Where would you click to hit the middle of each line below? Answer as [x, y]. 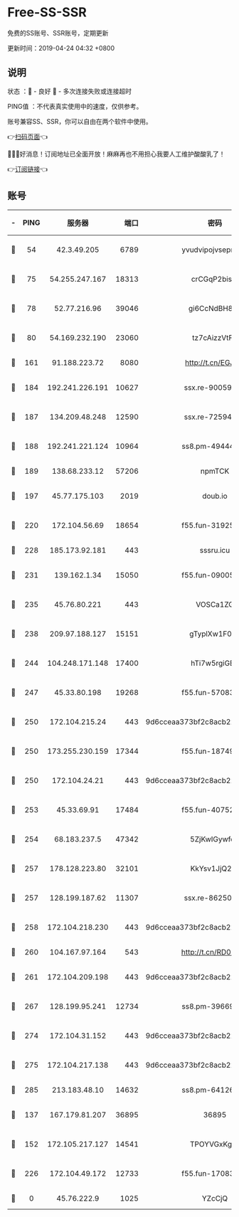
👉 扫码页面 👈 [28, 137]
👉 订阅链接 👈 [28, 169]
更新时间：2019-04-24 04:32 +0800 [61, 48]
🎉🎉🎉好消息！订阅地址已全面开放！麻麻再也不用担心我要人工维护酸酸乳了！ [116, 154]
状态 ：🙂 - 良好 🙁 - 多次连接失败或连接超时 [69, 91]
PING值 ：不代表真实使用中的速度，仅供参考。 [75, 106]
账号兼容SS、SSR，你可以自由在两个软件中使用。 [80, 121]
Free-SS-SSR [47, 12]
